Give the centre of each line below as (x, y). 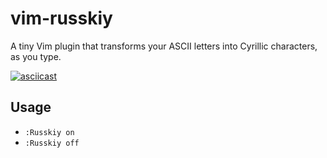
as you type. (36, 56)
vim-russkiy (61, 18)
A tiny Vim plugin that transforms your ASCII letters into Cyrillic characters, (164, 46)
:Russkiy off (52, 143)
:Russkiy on (49, 132)
